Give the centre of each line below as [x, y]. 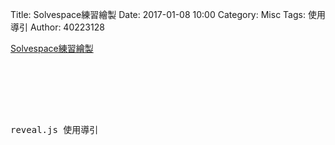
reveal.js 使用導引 [54, 129]
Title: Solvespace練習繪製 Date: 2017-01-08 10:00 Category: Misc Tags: [158, 14]
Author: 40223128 [67, 27]
